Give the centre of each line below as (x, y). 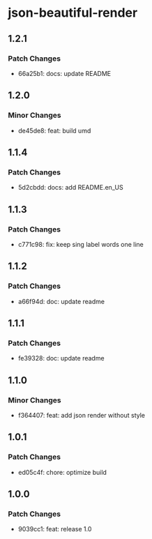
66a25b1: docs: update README (64, 73)
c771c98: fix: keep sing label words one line (81, 244)
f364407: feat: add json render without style (82, 415)
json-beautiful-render (73, 13)
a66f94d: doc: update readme (61, 301)
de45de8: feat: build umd (54, 130)
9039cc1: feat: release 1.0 (55, 529)
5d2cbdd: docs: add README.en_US (71, 188)
